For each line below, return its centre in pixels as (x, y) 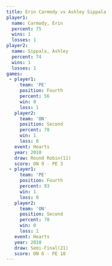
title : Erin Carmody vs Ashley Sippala (56, 12)
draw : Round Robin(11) (42, 158)
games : (14, 74)
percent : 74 (27, 57)
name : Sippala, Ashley (40, 51)
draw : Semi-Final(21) (41, 248)
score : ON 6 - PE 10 (40, 254)
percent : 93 (35, 186)
